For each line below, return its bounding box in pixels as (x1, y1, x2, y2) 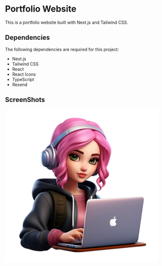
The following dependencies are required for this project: (5, 46, 119, 52)
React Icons (12, 71, 36, 77)
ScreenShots (5, 96, 45, 104)
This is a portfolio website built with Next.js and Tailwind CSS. (5, 19, 129, 25)
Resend (12, 82, 28, 87)
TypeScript (12, 76, 34, 82)
